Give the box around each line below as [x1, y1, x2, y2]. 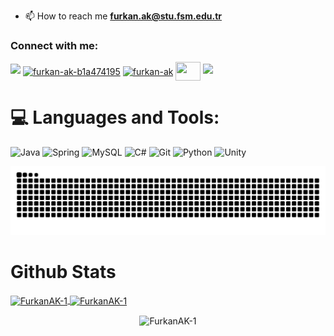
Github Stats [10, 261, 117, 284]
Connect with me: [10, 38, 99, 52]
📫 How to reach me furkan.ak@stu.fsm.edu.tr [24, 10, 222, 22]
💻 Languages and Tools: [10, 106, 220, 129]
